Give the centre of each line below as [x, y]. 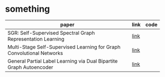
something [27, 9]
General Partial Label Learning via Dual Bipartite [63, 61]
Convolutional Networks [35, 53]
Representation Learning [36, 39]
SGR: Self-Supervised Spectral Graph [51, 33]
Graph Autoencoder [30, 67]
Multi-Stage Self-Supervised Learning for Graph [64, 47]
